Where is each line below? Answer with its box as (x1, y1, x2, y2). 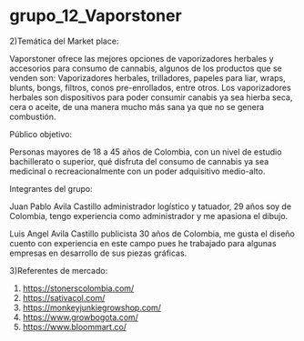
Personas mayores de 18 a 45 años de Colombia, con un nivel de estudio (9, 146, 282, 157)
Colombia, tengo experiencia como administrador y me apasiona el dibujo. (9, 210, 289, 221)
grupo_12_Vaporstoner (9, 5, 182, 26)
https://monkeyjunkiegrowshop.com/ (22, 302, 162, 313)
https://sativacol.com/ (22, 292, 106, 303)
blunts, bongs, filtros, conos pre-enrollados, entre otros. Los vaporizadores (9, 82, 291, 93)
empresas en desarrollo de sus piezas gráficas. (9, 247, 187, 258)
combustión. (9, 111, 56, 122)
